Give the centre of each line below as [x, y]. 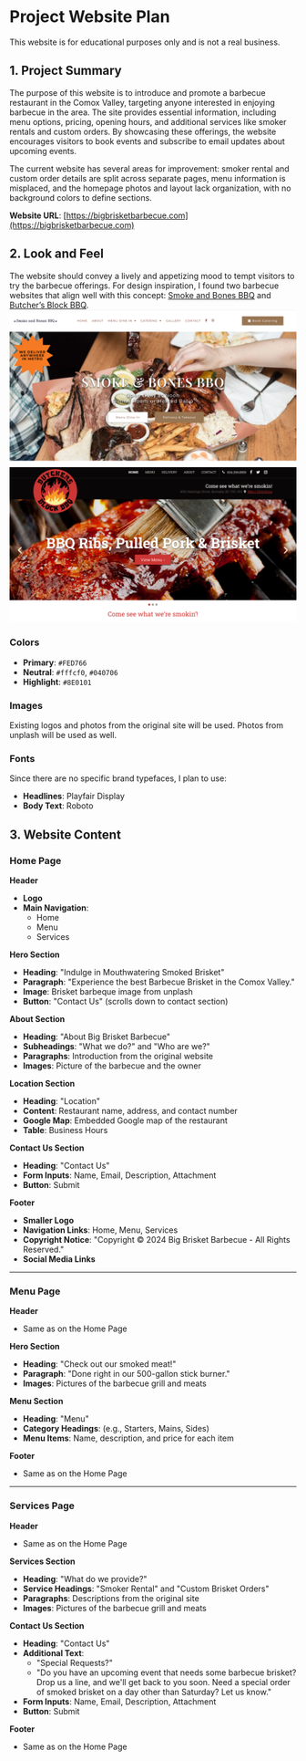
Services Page [42, 1506]
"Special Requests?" [75, 1662]
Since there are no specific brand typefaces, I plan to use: [118, 778]
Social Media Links [59, 1259]
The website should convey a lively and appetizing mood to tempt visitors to [152, 276]
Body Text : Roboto [58, 806]
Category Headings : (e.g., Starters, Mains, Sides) [116, 1429]
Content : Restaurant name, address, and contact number [130, 1110]
